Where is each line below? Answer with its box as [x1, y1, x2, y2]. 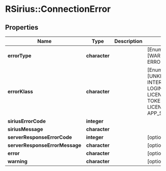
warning [7, 158, 28, 165]
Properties [5, 23, 39, 32]
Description [114, 38, 143, 44]
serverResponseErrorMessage [7, 142, 82, 149]
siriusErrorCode [7, 118, 46, 125]
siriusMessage [7, 126, 43, 132]
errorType [7, 52, 32, 59]
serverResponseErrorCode [7, 134, 73, 140]
